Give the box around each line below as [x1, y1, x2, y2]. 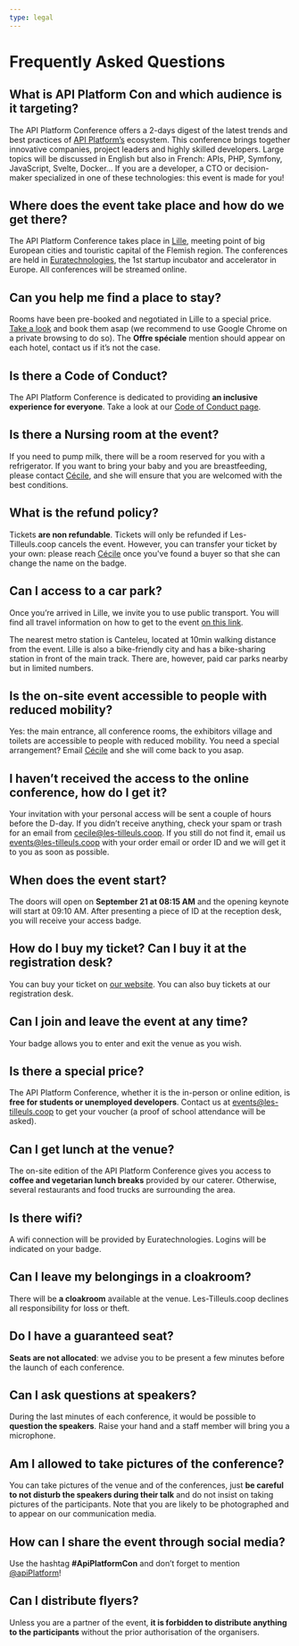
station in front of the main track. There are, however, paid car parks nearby [9, 653, 288, 664]
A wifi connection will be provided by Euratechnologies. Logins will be [9, 1234, 267, 1245]
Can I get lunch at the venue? [9, 1141, 175, 1157]
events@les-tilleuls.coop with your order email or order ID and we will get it [9, 837, 286, 848]
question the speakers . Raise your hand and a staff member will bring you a [9, 1421, 290, 1432]
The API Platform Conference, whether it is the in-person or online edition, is [9, 1088, 291, 1098]
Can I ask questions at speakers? [9, 1388, 197, 1403]
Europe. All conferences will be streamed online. [9, 265, 187, 275]
